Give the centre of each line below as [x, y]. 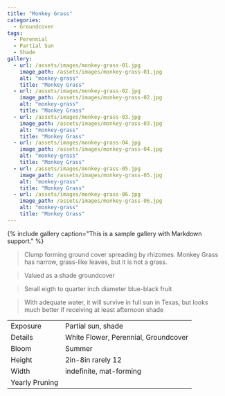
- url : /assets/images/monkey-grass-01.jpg [77, 65]
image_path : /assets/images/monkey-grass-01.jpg [91, 72]
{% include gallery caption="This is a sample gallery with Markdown [105, 233]
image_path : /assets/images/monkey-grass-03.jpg [91, 123]
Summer [79, 348]
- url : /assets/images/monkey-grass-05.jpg [77, 168]
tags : [15, 33]
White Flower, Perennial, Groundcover [127, 337]
